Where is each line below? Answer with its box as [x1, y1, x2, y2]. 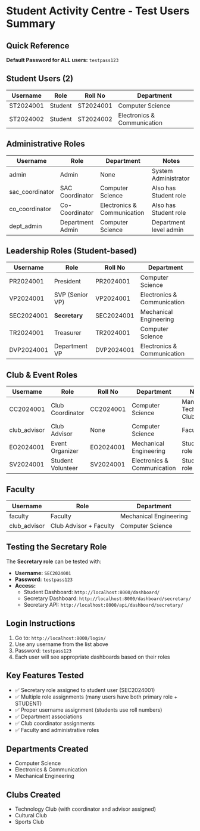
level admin [151, 225, 184, 234]
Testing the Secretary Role [6, 542, 107, 552]
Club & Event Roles [6, 370, 78, 380]
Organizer [51, 447, 79, 455]
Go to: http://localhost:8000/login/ [14, 634, 106, 641]
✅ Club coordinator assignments [14, 719, 95, 727]
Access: [14, 582, 36, 589]
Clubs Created [6, 789, 61, 800]
